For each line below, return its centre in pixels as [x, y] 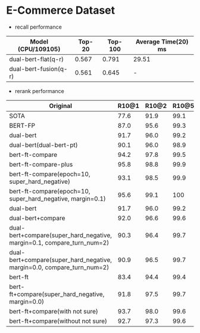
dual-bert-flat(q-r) [37, 59]
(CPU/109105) [39, 49]
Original [61, 106]
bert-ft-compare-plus [41, 164]
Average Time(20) [162, 41]
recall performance [38, 27]
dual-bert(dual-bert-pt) [44, 145]
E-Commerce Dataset [61, 10]
